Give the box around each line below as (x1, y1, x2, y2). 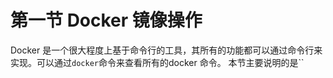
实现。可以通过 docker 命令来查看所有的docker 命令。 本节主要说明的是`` (10, 56, 305, 68)
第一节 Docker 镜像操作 (10, 9, 203, 32)
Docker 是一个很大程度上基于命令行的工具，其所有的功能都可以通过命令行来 (10, 44, 323, 56)
